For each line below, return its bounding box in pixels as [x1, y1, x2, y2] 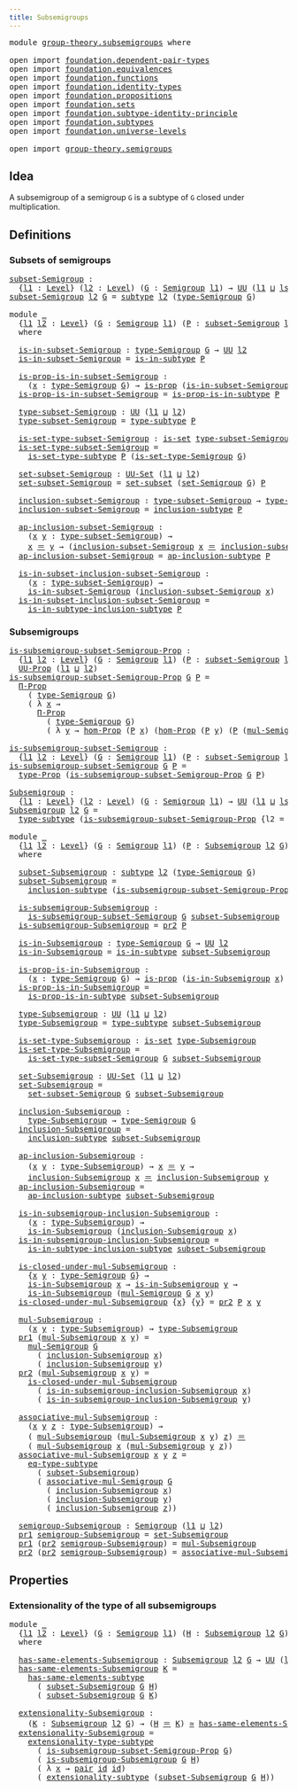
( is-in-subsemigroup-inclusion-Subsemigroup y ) [36, 1395, 252, 1405]
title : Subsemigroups [9, 12, 89, 22]
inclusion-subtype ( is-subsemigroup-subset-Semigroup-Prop [27, 885, 289, 895]
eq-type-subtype [27, 1459, 99, 1469]
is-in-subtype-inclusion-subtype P [27, 604, 182, 614]
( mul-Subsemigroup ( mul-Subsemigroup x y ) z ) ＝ [27, 1432, 246, 1442]
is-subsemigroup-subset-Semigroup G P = [9, 761, 187, 771]
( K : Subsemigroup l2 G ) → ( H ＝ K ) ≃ [27, 1718, 194, 1729]
